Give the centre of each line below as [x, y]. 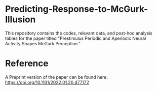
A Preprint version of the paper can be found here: [57, 77]
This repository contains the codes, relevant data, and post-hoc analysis [79, 33]
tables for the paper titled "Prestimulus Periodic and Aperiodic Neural [76, 38]
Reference [27, 64]
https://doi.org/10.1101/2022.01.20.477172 [47, 82]
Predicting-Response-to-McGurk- [77, 9]
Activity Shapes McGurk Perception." [43, 43]
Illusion [20, 19]
